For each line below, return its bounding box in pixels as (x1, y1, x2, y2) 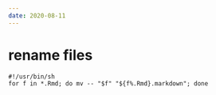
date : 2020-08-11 (8, 11, 66, 20)
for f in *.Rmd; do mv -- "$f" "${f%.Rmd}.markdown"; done (8, 79, 209, 88)
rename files (8, 46, 93, 64)
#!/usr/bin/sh (8, 73, 56, 81)
